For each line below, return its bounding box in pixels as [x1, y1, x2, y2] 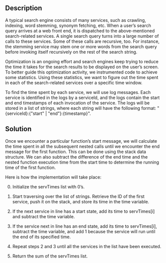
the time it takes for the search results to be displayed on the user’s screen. [5, 64, 159, 70]
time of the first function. [5, 164, 56, 171]
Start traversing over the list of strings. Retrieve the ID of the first [12, 193, 145, 199]
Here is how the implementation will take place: [5, 174, 102, 180]
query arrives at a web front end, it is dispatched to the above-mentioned [5, 27, 155, 34]
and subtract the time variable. [12, 213, 75, 219]
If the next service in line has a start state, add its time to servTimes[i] [12, 208, 155, 214]
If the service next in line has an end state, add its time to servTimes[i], [12, 223, 157, 229]
